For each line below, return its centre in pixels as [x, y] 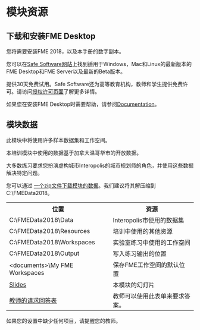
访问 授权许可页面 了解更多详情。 [61, 92]
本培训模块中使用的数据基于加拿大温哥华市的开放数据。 [74, 153]
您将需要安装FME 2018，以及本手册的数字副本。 [65, 51]
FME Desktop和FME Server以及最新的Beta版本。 [66, 71]
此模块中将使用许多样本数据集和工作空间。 [58, 140]
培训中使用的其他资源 [143, 231]
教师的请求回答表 [33, 300]
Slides [18, 284]
